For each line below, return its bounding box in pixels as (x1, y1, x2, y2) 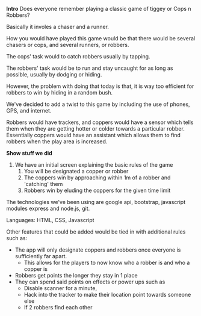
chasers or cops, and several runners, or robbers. (6, 42, 129, 48)
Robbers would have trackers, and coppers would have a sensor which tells (6, 119, 194, 126)
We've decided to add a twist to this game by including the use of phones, (6, 101, 191, 108)
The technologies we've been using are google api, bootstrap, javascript (6, 199, 185, 205)
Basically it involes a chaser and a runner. (6, 23, 110, 30)
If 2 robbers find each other (23, 304, 93, 311)
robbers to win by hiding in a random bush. (6, 89, 113, 96)
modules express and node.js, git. (6, 205, 90, 212)
